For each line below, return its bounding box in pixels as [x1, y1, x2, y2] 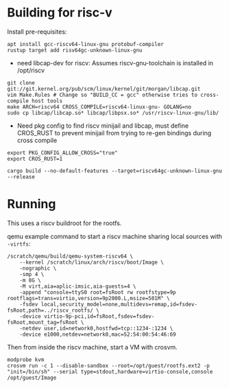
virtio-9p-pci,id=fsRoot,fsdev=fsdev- [43, 312, 155, 320]
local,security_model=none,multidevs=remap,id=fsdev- [40, 301, 197, 308]
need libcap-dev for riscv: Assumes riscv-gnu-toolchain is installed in [16, 58, 214, 67]
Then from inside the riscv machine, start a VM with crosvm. [7, 343, 178, 351]
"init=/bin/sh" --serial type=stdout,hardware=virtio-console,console [7, 368, 213, 375]
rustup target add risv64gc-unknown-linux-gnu [7, 47, 143, 54]
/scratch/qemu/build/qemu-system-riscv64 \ [7, 253, 134, 260]
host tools [32, 98, 63, 104]
